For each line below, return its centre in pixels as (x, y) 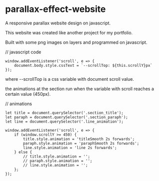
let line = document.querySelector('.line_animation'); (64, 121)
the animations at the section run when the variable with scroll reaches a (80, 89)
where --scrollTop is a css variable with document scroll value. (70, 79)
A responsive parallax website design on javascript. (58, 23)
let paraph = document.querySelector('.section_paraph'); (67, 117)
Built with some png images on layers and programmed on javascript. (76, 42)
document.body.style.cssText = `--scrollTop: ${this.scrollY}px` (83, 65)
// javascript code (23, 52)
